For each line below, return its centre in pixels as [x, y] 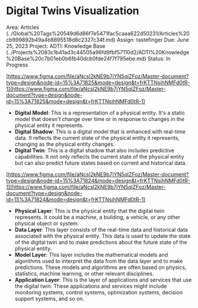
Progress [17, 65]
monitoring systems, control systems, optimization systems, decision [99, 292]
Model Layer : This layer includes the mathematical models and [91, 254]
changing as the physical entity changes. [65, 144]
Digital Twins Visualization [73, 11]
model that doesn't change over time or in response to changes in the [100, 119]
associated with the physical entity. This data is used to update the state [103, 236]
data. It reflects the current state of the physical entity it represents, [97, 137]
